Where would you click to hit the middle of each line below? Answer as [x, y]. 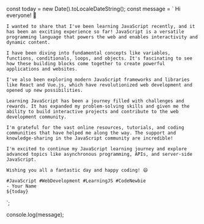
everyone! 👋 [21, 15]
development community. [37, 117]
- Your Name [21, 186]
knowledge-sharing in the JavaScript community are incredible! [90, 138]
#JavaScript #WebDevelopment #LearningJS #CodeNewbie [76, 181]
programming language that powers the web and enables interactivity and [102, 37]
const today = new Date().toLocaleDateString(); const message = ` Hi [93, 9]
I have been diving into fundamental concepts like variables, [89, 53]
